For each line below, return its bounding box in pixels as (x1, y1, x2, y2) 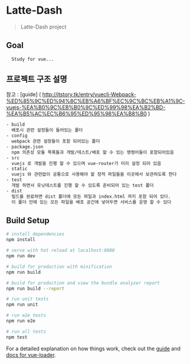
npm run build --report (6, 286, 65, 292)
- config (6, 133, 28, 139)
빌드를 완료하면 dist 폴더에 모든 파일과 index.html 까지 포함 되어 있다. (11, 194, 171, 200)
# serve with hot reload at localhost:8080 (6, 248, 115, 254)
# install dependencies (6, 231, 65, 238)
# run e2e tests (6, 312, 46, 318)
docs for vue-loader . (6, 351, 56, 358)
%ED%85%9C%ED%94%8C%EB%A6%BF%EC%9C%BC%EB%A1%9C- (6, 97, 185, 105)
